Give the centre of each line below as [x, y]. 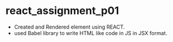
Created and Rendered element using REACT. [69, 27]
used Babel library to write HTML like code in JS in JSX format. [91, 33]
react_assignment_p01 [62, 11]
